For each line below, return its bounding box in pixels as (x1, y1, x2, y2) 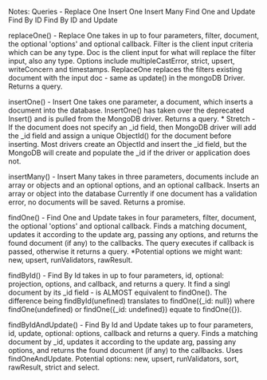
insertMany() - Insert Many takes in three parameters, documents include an (8, 172, 259, 181)
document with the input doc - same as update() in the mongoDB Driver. (8, 73, 245, 82)
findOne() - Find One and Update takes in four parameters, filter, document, (8, 213, 257, 222)
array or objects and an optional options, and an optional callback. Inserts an (8, 180, 260, 190)
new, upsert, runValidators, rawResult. (8, 255, 133, 264)
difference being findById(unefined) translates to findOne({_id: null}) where (8, 296, 255, 306)
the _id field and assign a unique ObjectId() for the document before (8, 131, 232, 141)
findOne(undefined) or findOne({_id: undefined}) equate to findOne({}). (8, 305, 242, 314)
